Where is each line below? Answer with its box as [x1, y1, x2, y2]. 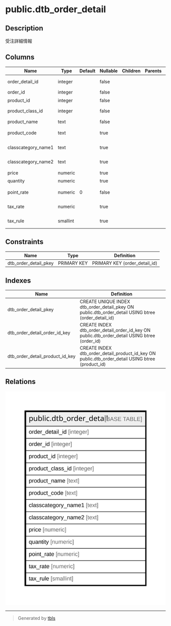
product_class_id [7, 108, 43, 114]
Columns [5, 53, 35, 62]
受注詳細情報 [5, 38, 32, 44]
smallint [58, 218, 74, 224]
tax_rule [7, 218, 24, 224]
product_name [7, 118, 38, 125]
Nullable [99, 68, 118, 74]
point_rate [7, 189, 29, 195]
